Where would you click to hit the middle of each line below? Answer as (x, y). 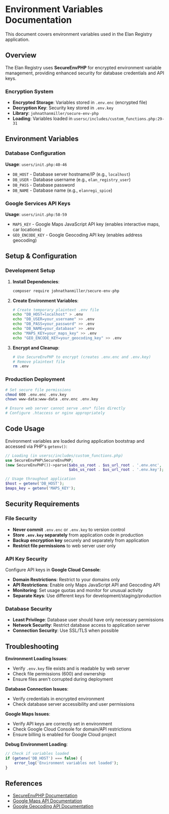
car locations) (27, 230)
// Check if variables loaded (37, 754)
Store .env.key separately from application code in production (78, 535)
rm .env (20, 366)
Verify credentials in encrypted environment (58, 699)
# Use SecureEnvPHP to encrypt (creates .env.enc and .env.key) (82, 357)
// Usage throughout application (40, 479)
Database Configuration (35, 153)
